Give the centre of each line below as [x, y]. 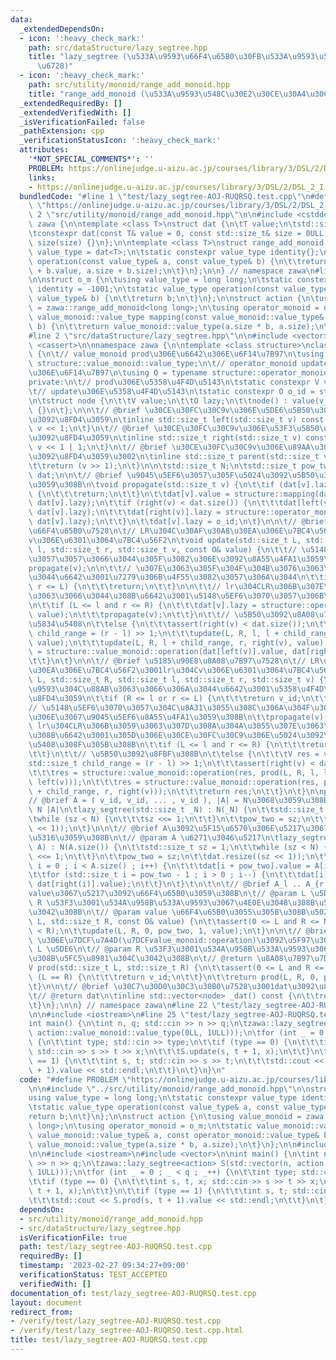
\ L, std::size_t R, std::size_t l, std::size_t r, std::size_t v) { [176, 680]
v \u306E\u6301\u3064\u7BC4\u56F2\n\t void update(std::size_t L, [165, 540]
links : [42, 177]
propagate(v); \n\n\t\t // [80, 568]
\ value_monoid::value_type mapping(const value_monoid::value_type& [176, 317]
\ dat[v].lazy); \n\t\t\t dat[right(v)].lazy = [125, 512]
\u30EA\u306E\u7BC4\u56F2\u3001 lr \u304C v [115, 671]
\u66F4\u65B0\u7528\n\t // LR [89, 531]
